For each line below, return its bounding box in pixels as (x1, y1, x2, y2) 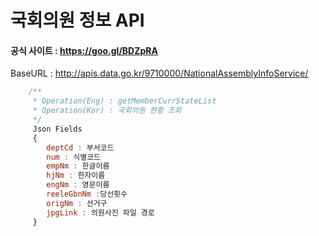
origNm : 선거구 (46, 198, 108, 208)
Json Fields (32, 124, 83, 134)
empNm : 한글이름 (46, 161, 110, 171)
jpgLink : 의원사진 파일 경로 (46, 207, 155, 218)
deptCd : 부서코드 (46, 142, 115, 153)
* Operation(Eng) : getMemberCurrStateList (32, 96, 217, 106)
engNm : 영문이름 (46, 180, 110, 190)
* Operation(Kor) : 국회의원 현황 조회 (32, 106, 182, 116)
